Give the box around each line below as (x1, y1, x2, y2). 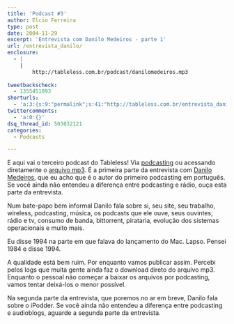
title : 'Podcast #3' (7, 10, 68, 17)
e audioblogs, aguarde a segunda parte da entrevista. (7, 309, 162, 317)
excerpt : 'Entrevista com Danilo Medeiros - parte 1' (7, 36, 167, 43)
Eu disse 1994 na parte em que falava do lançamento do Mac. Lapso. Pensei (7, 238, 226, 246)
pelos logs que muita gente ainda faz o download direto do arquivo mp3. (7, 265, 216, 274)
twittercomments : (7, 107, 58, 114)
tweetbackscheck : (7, 82, 58, 88)
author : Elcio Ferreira (7, 17, 77, 24)
